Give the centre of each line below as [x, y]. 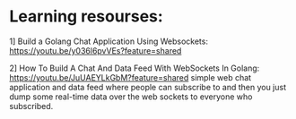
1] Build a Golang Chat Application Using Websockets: [109, 41]
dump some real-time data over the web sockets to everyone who [131, 97]
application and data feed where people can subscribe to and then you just [148, 87]
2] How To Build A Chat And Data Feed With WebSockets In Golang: [135, 68]
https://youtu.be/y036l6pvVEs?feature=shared [96, 50]
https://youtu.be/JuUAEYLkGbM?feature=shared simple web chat [131, 77]
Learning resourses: [86, 17]
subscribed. [31, 106]
